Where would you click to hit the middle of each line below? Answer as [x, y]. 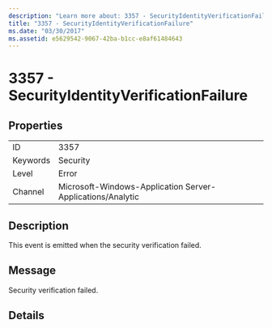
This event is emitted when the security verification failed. [105, 245]
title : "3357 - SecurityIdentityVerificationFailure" [101, 23]
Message [32, 271]
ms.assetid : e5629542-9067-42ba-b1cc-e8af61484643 [96, 38]
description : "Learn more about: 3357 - [78, 16]
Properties [36, 125]
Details [26, 315]
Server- [200, 187]
